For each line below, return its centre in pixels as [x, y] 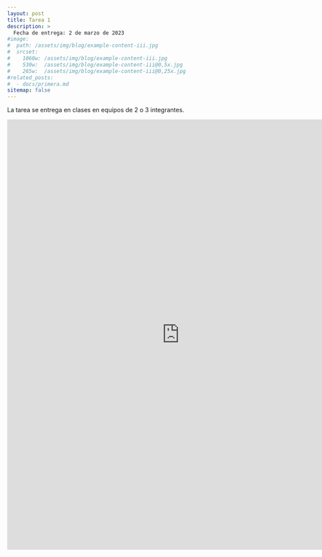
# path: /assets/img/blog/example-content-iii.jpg [83, 45]
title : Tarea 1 [29, 20]
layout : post [26, 13]
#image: [18, 39]
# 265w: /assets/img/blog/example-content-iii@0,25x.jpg [97, 71]
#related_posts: [30, 77]
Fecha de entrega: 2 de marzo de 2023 [69, 33]
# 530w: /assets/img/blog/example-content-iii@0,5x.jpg [95, 65]
